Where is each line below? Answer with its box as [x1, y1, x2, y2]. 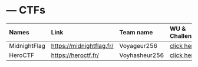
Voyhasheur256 [119, 51, 164, 59]
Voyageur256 [119, 41, 158, 50]
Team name [119, 28, 153, 36]
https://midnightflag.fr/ [51, 41, 114, 50]
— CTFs [6, 3, 46, 17]
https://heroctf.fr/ [51, 51, 99, 59]
